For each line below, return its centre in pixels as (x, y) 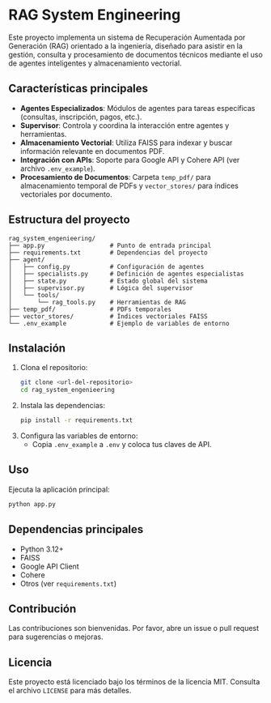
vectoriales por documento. (66, 194)
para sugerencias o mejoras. (56, 637)
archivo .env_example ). (57, 168)
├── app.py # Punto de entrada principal (110, 245)
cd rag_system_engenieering (67, 390)
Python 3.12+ (42, 549)
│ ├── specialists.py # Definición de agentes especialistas (126, 274)
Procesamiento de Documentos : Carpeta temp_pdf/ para (116, 177)
